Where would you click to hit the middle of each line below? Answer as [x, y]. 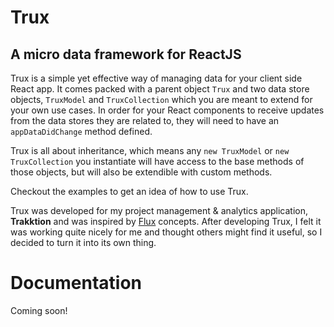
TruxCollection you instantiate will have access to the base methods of [157, 161]
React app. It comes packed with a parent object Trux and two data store [160, 89]
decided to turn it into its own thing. [83, 242]
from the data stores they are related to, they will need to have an [145, 120]
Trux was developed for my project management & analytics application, [159, 210]
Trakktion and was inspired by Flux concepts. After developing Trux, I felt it [166, 221]
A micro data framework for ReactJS [126, 54]
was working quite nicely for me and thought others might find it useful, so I [166, 232]
